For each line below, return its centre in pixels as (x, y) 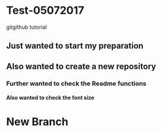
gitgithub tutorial (26, 27)
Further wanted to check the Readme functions (76, 83)
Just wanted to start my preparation (75, 46)
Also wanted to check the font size (50, 98)
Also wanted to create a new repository (81, 66)
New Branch (37, 122)
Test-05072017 (45, 10)
